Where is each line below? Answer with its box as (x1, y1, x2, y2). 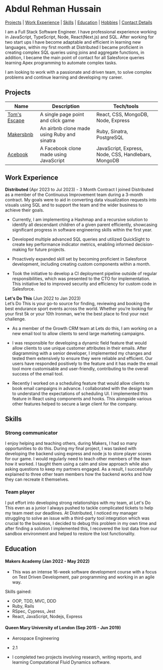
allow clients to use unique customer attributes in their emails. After (12, 345, 147, 351)
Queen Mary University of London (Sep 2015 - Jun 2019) (5, 624, 121, 630)
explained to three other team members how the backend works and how (5, 472, 152, 477)
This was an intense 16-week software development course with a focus (12, 569, 157, 575)
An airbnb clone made (40, 125, 91, 131)
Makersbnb (7, 131, 33, 138)
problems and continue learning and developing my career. (5, 74, 123, 80)
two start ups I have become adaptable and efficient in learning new (5, 39, 141, 45)
